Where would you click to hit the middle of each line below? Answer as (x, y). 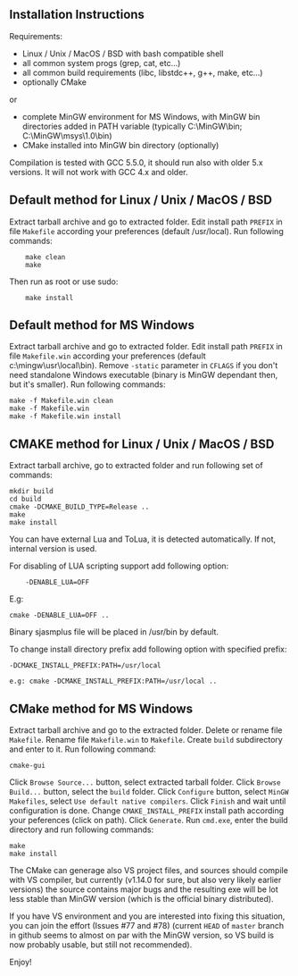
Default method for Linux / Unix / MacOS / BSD (141, 200)
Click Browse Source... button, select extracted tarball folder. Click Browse (145, 782)
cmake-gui (28, 766)
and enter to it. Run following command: (83, 749)
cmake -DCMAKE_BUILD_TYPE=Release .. (79, 507)
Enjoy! (21, 962)
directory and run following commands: (82, 829)
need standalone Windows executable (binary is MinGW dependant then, (144, 375)
